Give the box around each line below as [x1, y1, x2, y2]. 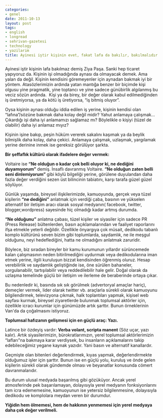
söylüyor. [5, 182, 23, 188]
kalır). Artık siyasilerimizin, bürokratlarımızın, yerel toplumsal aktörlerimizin [5, 332, 154, 338]
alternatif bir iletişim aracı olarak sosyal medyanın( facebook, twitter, [5, 201, 142, 208]
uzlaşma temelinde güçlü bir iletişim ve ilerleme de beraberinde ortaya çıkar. [5, 272, 158, 279]
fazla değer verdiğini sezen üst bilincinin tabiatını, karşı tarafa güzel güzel [5, 176, 152, 182]
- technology [5, 44, 32, 48]
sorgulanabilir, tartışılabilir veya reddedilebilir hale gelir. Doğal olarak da [5, 267, 147, 273]
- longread [5, 35, 27, 40]
